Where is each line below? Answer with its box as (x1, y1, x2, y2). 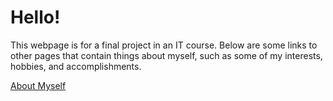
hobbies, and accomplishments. (10, 60, 142, 72)
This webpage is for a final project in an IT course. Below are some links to (10, 39, 318, 51)
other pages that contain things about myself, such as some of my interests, (10, 49, 323, 61)
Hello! (10, 6, 61, 29)
